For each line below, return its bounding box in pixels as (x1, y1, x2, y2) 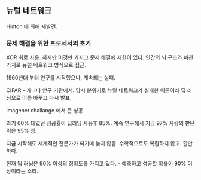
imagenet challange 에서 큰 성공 (6, 107, 84, 114)
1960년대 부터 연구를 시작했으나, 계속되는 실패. (6, 74, 115, 81)
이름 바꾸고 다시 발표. (22, 94, 72, 102)
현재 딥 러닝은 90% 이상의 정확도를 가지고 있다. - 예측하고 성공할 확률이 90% (6, 160, 187, 167)
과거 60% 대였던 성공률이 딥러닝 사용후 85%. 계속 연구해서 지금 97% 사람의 (6, 120, 184, 127)
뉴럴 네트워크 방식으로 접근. (22, 62, 86, 69)
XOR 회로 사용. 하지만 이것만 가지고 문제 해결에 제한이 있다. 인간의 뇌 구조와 (6, 54, 182, 61)
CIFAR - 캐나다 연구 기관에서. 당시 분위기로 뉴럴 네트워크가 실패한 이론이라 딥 (6, 87, 186, 94)
